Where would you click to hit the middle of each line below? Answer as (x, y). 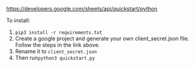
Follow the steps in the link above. (57, 45)
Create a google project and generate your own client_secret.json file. (102, 38)
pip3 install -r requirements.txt (58, 33)
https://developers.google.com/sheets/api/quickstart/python (82, 9)
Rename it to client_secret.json (56, 51)
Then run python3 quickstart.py (55, 58)
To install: (18, 20)
